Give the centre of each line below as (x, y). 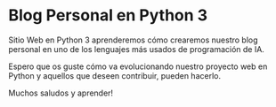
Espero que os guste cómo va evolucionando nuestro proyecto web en (138, 66)
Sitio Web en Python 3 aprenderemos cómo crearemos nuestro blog (134, 40)
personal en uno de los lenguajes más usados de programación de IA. (136, 49)
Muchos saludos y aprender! (61, 93)
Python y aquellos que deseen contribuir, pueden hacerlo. (115, 75)
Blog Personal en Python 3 (108, 15)
